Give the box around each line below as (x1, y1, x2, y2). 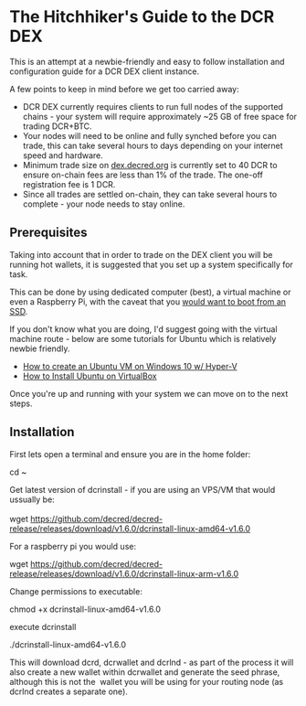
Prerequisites (9, 225, 88, 241)
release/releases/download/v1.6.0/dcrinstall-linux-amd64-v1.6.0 (9, 523, 251, 534)
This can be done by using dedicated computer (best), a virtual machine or (9, 286, 291, 297)
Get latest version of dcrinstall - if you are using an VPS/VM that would (9, 484, 276, 495)
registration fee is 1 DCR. (22, 178, 116, 189)
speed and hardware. (22, 149, 103, 161)
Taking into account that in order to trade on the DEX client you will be (9, 249, 273, 260)
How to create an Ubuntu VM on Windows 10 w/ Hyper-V (22, 360, 237, 371)
